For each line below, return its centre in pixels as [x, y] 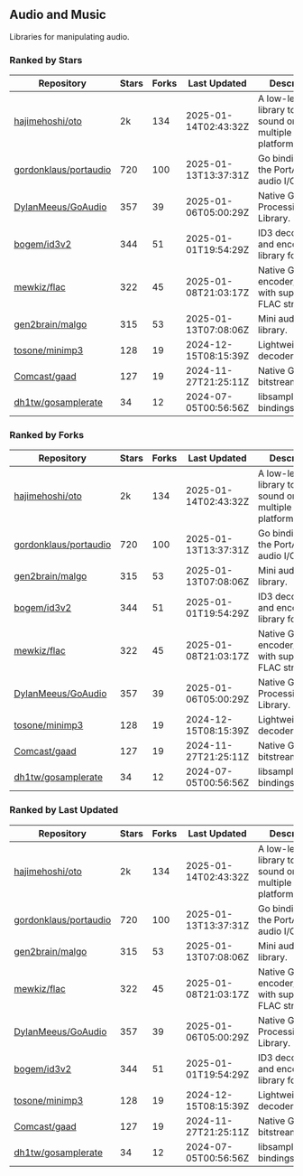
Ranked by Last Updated [64, 810]
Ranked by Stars [46, 60]
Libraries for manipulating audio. [69, 36]
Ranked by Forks [46, 435]
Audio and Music [58, 15]
